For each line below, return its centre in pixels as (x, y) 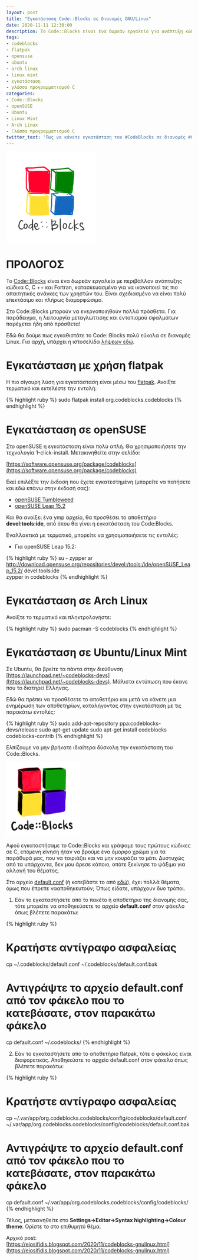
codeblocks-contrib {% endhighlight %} (55, 736)
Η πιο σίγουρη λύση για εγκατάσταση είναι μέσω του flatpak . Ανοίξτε (91, 382)
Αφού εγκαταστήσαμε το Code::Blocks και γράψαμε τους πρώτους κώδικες (98, 845)
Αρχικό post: (22, 1238)
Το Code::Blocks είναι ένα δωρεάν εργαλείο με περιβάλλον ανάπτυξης (94, 281)
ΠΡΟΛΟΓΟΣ (35, 265)
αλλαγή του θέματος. (33, 871)
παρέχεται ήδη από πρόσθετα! (43, 324)
